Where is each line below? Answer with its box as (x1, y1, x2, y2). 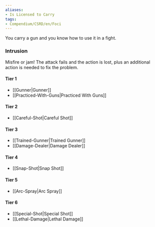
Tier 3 (5, 126, 18, 132)
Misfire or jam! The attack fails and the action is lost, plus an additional (5, 59, 150, 65)
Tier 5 (5, 176, 18, 183)
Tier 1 (5, 76, 17, 82)
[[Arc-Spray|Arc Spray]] (12, 188, 62, 194)
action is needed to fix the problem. (5, 64, 78, 70)
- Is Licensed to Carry (5, 12, 55, 17)
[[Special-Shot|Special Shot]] (12, 210, 73, 216)
